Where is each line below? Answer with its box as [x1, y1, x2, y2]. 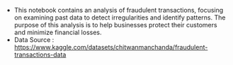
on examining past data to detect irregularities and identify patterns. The [13, 13, 226, 22]
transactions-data [13, 50, 67, 59]
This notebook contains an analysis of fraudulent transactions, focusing [13, 6, 224, 14]
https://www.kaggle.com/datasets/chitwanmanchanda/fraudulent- [13, 43, 208, 51]
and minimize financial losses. [13, 28, 102, 36]
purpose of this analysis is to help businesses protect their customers [13, 21, 217, 29]
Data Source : [13, 36, 55, 44]
